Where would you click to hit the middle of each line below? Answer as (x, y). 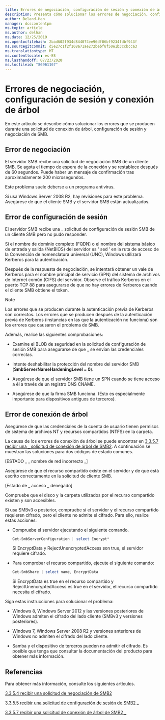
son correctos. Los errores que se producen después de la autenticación (79, 314)
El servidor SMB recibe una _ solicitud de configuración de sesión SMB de (80, 229)
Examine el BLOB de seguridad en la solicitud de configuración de (79, 344)
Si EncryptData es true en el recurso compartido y (63, 581)
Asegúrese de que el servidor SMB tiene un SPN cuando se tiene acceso (86, 379)
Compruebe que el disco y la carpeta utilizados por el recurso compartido (80, 495)
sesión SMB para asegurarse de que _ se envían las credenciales (78, 349)
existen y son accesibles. (31, 500)
